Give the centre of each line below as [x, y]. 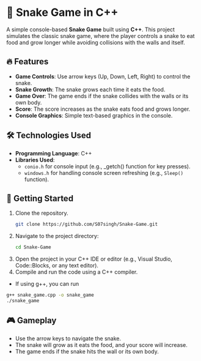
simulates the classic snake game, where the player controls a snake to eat [100, 35]
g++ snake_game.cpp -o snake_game [50, 295]
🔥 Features [27, 61]
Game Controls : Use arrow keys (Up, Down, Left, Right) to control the [103, 76]
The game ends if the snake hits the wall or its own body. [87, 351]
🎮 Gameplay [31, 321]
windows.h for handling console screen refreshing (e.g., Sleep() [104, 173]
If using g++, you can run [47, 284]
